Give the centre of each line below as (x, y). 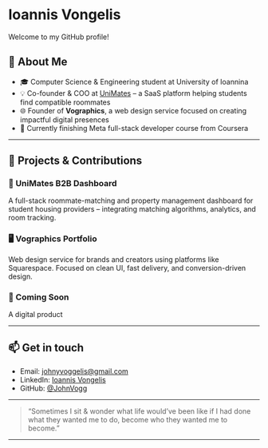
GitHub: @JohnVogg (53, 388)
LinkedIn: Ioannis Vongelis (63, 379)
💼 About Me (38, 62)
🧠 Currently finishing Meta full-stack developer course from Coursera (134, 128)
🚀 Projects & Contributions (75, 161)
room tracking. (32, 218)
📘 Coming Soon (39, 297)
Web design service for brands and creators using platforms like (114, 259)
